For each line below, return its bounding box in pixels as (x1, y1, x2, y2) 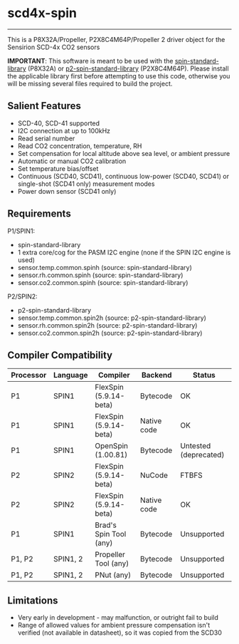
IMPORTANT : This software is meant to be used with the (7, 56, 174, 65)
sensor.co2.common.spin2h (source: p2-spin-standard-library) (17, 328, 203, 337)
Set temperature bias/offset (17, 164, 99, 172)
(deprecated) (180, 450, 225, 460)
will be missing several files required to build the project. (7, 79, 173, 88)
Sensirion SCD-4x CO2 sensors (7, 43, 100, 51)
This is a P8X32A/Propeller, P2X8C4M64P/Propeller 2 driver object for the (7, 35, 225, 43)
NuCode (139, 470, 169, 480)
